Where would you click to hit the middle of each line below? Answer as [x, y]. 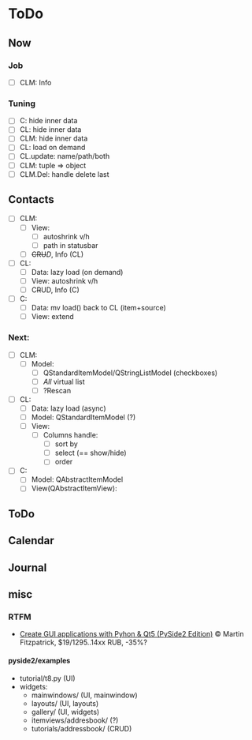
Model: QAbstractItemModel [77, 479]
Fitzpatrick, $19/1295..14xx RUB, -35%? [83, 642]
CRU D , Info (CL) [57, 254]
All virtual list [64, 381]
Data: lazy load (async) [69, 408]
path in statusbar [70, 245]
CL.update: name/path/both [65, 156]
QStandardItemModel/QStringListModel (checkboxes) [130, 373]
